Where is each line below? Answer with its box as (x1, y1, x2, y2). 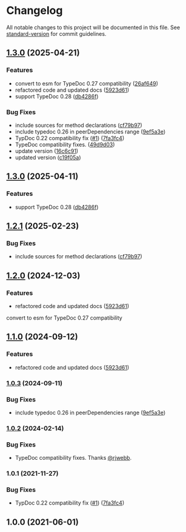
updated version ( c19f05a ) (15, 153, 81, 161)
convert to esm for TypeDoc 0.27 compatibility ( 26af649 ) (15, 79, 159, 87)
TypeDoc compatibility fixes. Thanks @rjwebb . (15, 454, 132, 462)
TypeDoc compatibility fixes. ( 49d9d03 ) (15, 141, 115, 148)
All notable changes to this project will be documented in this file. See (6, 24, 181, 31)
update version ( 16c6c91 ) (15, 147, 79, 155)
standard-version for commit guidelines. (6, 30, 107, 37)
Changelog (6, 4, 63, 18)
